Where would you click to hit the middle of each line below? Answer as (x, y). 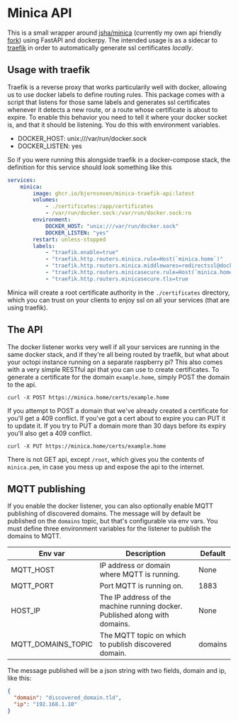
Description (146, 554)
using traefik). (28, 307)
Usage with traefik (49, 70)
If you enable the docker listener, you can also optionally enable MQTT (110, 506)
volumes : (46, 200)
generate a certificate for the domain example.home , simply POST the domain (119, 377)
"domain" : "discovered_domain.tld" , (68, 698)
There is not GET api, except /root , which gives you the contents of (106, 459)
